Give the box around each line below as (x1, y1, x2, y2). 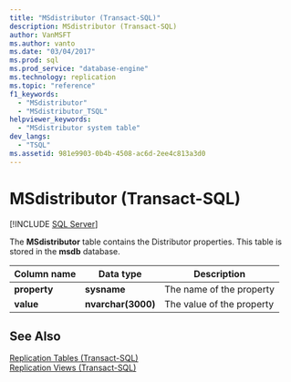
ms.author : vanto (9, 38, 76, 48)
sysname (85, 283, 126, 295)
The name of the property (163, 283, 275, 295)
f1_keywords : (9, 89, 59, 98)
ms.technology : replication (9, 73, 117, 82)
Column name (14, 267, 77, 280)
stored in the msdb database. (9, 245, 120, 256)
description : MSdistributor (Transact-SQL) (9, 22, 178, 31)
